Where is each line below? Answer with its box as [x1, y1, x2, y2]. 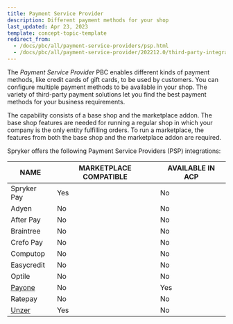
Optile [10, 271, 31, 281]
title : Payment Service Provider [7, 10, 104, 17]
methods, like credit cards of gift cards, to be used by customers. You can [7, 75, 218, 83]
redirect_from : [7, 36, 51, 43]
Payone [10, 282, 36, 292]
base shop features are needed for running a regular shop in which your [7, 118, 213, 127]
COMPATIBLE [83, 172, 128, 181]
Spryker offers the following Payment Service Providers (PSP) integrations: [7, 147, 221, 155]
